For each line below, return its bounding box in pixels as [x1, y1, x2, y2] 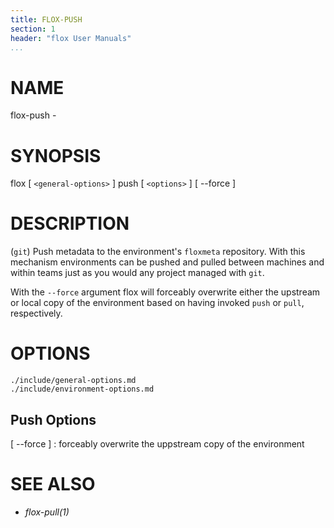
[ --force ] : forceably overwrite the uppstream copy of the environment [10, 437, 305, 450]
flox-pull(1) [24, 506, 70, 518]
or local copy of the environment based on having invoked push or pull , [10, 297, 305, 309]
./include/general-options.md [10, 376, 137, 386]
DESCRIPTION [10, 212, 130, 235]
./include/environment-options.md [10, 384, 155, 395]
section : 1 [10, 24, 56, 34]
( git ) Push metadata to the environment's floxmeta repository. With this [10, 246, 306, 258]
